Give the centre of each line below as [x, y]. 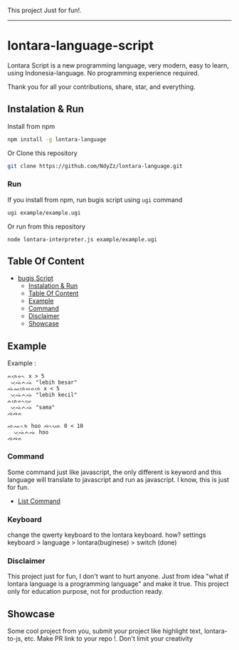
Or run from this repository [47, 226]
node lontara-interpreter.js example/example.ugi [83, 239]
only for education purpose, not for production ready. [85, 592]
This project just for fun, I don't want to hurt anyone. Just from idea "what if [118, 577]
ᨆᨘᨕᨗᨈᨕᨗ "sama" [33, 408]
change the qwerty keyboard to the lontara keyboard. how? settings [107, 535]
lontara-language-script [81, 46]
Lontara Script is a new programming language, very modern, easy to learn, [118, 65]
